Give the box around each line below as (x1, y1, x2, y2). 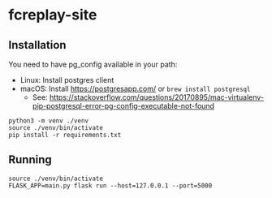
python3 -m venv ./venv (8, 117, 89, 125)
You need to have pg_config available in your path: (8, 59, 178, 69)
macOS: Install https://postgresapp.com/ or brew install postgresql (19, 84, 251, 93)
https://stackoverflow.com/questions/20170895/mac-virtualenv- (49, 93, 265, 102)
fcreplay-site (8, 6, 97, 24)
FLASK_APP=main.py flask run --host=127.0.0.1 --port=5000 (8, 181, 213, 190)
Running (8, 153, 53, 167)
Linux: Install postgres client (19, 75, 114, 84)
